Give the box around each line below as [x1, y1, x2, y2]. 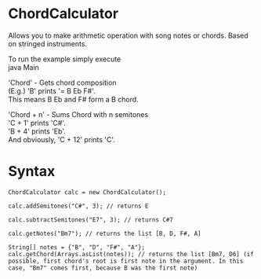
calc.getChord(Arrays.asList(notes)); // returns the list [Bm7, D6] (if [8, 250, 255, 258]
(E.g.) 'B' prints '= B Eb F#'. [8, 86, 96, 95]
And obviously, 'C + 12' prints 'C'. [8, 134, 115, 144]
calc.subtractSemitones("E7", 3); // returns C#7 [8, 215, 174, 224]
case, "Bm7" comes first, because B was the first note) [8, 264, 198, 272]
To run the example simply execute [8, 54, 121, 64]
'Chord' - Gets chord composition [8, 78, 117, 87]
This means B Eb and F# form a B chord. [8, 94, 139, 104]
